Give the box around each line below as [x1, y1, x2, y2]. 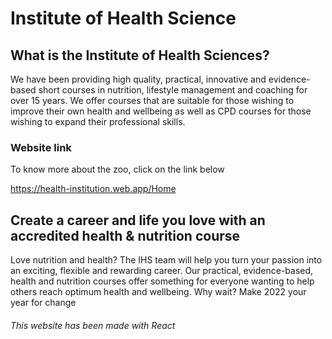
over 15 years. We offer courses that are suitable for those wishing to [10, 95, 295, 106]
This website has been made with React [10, 319, 176, 331]
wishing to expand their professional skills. [10, 116, 186, 127]
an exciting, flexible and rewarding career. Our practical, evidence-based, [10, 265, 314, 277]
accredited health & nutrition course [10, 227, 241, 244]
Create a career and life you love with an [10, 212, 266, 229]
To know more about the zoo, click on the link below [10, 163, 225, 176]
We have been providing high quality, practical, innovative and [10, 73, 267, 85]
